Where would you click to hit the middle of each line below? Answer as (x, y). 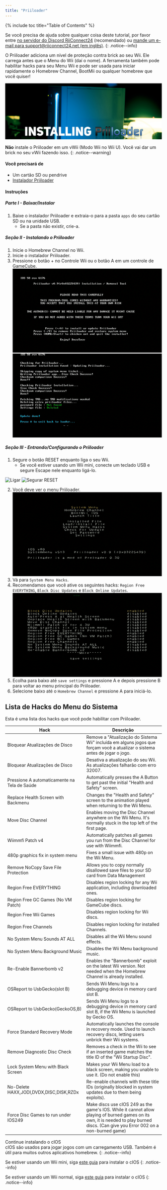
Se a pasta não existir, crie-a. (50, 226)
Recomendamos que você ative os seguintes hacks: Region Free (79, 585)
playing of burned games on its (118, 1115)
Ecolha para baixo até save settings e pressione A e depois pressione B (86, 681)
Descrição (123, 730)
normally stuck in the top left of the (122, 823)
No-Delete (18, 1087)
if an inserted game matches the (119, 1052)
